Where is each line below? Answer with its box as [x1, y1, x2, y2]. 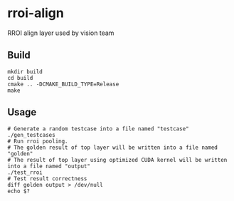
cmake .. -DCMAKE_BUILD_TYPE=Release [7, 81, 119, 88]
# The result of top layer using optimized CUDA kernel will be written [7, 156, 228, 163]
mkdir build [7, 68, 43, 76]
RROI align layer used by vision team [7, 29, 115, 37]
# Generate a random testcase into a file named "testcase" [7, 125, 190, 133]
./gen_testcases [7, 131, 55, 138]
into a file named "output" [7, 163, 91, 170]
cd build [7, 74, 33, 81]
